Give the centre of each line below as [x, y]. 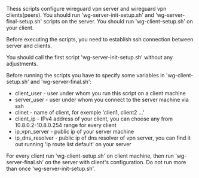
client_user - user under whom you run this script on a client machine [100, 93]
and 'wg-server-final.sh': [61, 82]
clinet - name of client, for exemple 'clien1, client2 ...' [79, 112]
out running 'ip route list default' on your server [73, 144]
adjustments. [22, 64]
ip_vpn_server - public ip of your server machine [74, 132]
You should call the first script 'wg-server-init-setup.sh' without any [90, 57]
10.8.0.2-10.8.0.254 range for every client [65, 125]
